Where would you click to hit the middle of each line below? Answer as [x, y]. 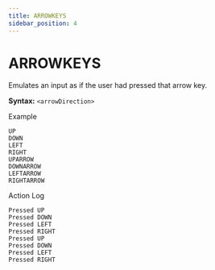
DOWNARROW [25, 167]
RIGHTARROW [27, 181]
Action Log [27, 196]
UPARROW [21, 160]
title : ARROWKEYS [37, 16]
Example [23, 117]
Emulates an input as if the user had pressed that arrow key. [108, 85]
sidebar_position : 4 [43, 23]
